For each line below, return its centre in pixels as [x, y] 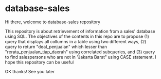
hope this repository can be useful [39, 62]
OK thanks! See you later [30, 71]
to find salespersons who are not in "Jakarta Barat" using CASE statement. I [81, 57]
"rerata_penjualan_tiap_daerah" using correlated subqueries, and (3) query [80, 52]
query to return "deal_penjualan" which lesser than [56, 47]
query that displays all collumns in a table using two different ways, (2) [76, 41]
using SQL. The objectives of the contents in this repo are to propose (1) [77, 36]
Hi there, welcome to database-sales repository [53, 22]
